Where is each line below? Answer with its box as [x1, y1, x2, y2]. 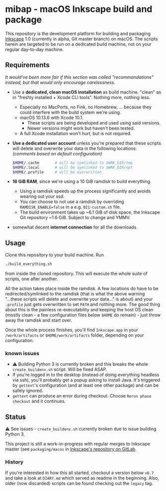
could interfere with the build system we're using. [19, 109, 121, 115]
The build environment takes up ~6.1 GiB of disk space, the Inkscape [19, 209, 160, 215]
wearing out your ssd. [19, 193, 65, 200]
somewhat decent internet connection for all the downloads [12, 224, 137, 230]
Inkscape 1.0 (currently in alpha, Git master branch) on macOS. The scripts [5, 36, 158, 42]
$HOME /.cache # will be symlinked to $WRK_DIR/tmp [12, 160, 133, 165]
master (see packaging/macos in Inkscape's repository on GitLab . [5, 446, 137, 452]
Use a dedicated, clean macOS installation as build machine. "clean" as [12, 89, 162, 95]
